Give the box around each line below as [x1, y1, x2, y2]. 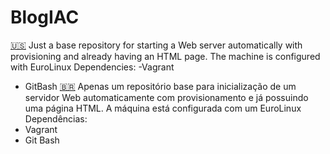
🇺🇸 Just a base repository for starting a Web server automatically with [10, 39, 303, 51]
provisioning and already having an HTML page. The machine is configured [10, 50, 321, 62]
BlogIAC [10, 6, 80, 29]
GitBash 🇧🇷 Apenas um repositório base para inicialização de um [24, 80, 297, 92]
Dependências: [24, 112, 88, 125]
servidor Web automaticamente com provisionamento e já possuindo [24, 91, 309, 103]
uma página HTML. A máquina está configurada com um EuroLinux [24, 102, 302, 114]
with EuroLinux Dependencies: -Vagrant [10, 61, 175, 73]
